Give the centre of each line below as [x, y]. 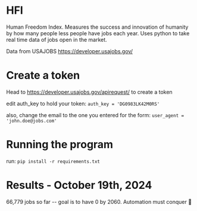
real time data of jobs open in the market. [57, 39]
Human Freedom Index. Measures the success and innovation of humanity [97, 27]
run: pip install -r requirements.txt [53, 161]
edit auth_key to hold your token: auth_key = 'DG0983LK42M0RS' [83, 103]
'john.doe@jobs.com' [32, 121]
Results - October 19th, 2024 [79, 185]
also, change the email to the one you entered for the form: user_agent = [95, 115]
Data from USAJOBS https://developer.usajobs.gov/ [69, 51]
